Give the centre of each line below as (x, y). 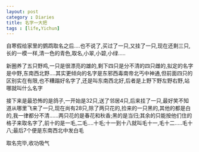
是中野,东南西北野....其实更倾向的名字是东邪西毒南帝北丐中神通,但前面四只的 (99, 73)
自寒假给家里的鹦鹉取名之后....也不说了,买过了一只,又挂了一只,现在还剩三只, (98, 46)
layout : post (22, 12)
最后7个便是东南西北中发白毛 (49, 131)
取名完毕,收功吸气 (28, 143)
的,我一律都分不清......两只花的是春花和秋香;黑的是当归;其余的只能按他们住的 (99, 116)
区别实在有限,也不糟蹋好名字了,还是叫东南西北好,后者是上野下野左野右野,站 (98, 81)
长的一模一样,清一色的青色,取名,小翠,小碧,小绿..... (66, 53)
